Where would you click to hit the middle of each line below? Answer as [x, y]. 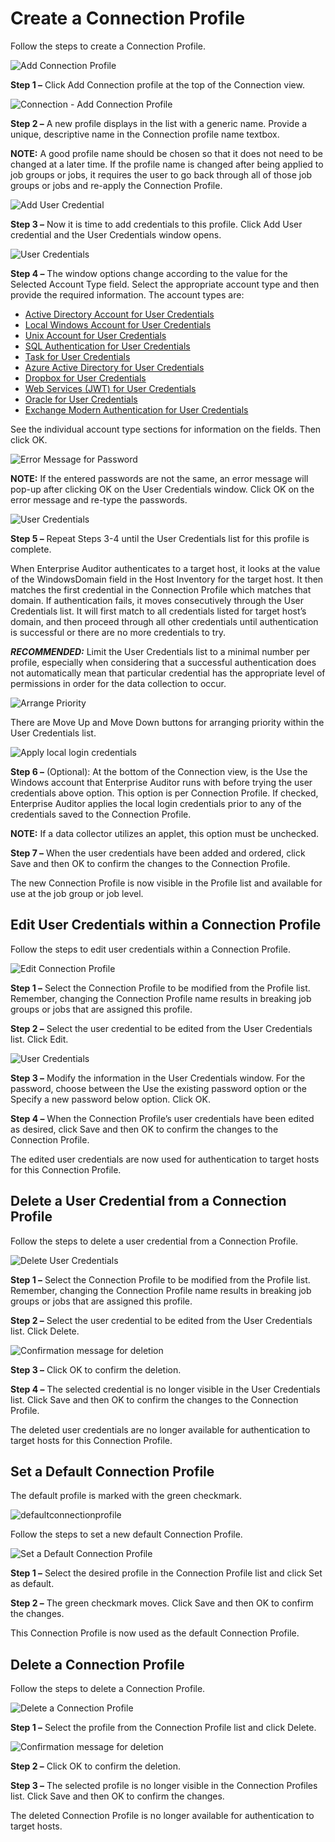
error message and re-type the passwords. [99, 499]
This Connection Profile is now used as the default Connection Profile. [155, 1633]
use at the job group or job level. [77, 893]
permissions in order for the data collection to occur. [118, 683]
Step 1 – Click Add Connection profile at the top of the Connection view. [157, 84]
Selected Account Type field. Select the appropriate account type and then [165, 284]
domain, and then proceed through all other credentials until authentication [164, 621]
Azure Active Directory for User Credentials [114, 367]
